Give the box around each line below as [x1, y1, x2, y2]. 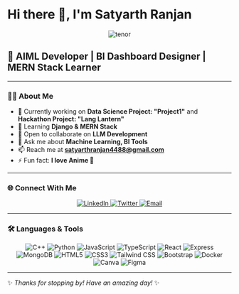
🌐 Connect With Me [7, 183, 77, 192]
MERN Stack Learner [7, 62, 101, 74]
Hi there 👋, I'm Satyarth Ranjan [7, 6, 192, 23]
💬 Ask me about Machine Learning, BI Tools [17, 138, 148, 146]
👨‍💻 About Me [7, 91, 53, 101]
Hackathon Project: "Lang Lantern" [17, 115, 124, 124]
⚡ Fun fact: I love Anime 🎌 [17, 156, 95, 165]
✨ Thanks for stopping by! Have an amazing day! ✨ [7, 278, 160, 287]
